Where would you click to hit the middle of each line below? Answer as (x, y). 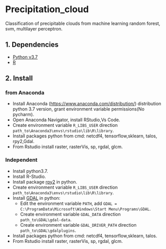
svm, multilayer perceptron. (34, 28)
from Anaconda (25, 93)
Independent (22, 160)
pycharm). (23, 115)
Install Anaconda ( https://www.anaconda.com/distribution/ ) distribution (87, 104)
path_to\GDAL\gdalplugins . (48, 230)
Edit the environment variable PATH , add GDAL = (69, 203)
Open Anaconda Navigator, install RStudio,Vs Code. (66, 120)
